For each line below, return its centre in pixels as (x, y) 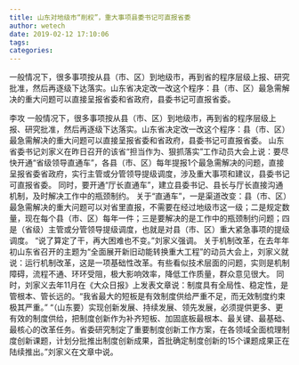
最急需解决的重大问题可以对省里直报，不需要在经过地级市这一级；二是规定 (145, 207)
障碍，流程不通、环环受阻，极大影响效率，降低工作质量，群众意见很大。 (141, 274)
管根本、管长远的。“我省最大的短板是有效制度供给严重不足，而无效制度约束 (148, 296)
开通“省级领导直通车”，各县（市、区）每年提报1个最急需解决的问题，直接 (150, 163)
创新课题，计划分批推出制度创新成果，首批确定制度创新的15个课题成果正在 (153, 341)
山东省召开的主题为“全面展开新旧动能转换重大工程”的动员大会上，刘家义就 (153, 252)
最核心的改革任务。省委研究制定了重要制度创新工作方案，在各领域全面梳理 (145, 329)
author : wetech (37, 26)
